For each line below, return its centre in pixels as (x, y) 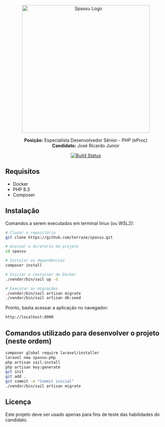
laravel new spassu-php (31, 357)
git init (15, 372)
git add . (16, 377)
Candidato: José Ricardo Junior (86, 145)
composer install (24, 265)
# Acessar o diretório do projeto (42, 246)
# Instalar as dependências (35, 261)
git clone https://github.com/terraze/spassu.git (59, 237)
